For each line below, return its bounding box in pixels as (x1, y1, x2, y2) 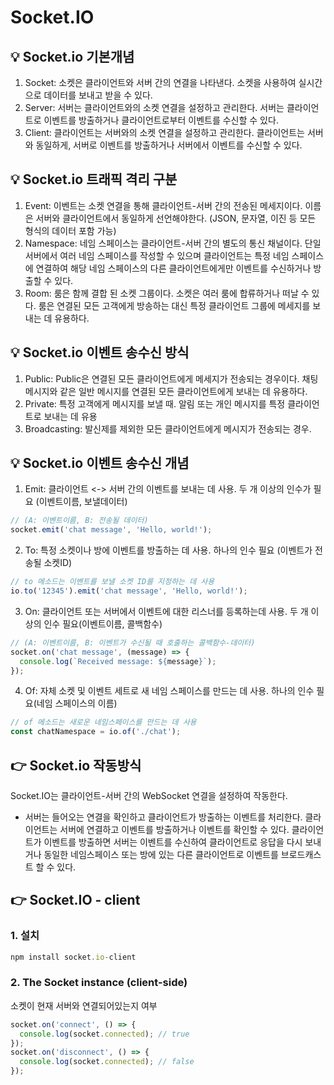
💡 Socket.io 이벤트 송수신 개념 (10, 455, 190, 472)
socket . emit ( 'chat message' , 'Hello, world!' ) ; (10, 525, 213, 535)
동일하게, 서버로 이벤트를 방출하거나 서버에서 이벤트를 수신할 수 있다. (35, 139, 303, 151)
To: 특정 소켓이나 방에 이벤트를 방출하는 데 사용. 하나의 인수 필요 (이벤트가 (24, 544, 313, 556)
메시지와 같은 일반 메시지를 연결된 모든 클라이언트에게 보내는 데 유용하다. (24, 385, 308, 397)
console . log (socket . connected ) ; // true (19, 1029, 190, 1039)
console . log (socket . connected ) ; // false (19, 1057, 195, 1067)
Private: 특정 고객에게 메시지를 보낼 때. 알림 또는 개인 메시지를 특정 (24, 397, 286, 410)
